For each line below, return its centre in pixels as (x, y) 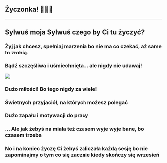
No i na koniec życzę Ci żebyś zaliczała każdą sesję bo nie (77, 149)
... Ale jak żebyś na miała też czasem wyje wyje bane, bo (75, 129)
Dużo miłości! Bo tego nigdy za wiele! (51, 89)
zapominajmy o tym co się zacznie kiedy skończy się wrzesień (82, 155)
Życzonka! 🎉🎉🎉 (29, 10)
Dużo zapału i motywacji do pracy (47, 116)
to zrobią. (17, 53)
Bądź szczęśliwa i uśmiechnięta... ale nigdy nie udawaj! (74, 66)
